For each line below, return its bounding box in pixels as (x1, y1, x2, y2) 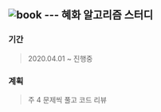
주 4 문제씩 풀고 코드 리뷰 (27, 95, 108, 104)
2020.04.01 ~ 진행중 (27, 53, 93, 63)
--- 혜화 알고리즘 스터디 (44, 8, 154, 22)
